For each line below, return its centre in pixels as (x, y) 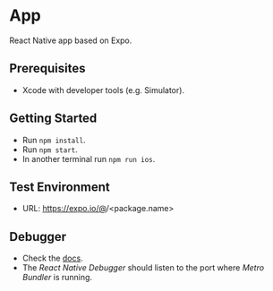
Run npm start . (50, 150)
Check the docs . (52, 258)
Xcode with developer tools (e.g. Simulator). (103, 90)
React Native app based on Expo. (71, 40)
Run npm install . (54, 140)
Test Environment (60, 187)
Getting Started (53, 119)
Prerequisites (47, 68)
